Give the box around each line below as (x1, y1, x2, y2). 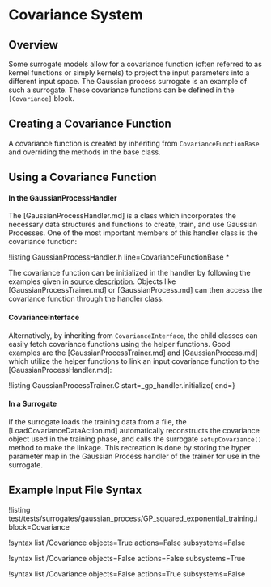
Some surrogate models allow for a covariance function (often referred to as (8, 59, 263, 69)
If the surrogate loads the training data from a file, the (8, 416, 188, 426)
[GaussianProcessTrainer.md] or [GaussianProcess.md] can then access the (8, 285, 263, 295)
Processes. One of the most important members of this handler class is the (8, 228, 258, 238)
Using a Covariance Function (8, 171, 157, 184)
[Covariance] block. (8, 94, 74, 103)
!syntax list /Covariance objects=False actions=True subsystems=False (8, 568, 246, 579)
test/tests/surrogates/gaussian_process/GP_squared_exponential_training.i (8, 513, 258, 523)
